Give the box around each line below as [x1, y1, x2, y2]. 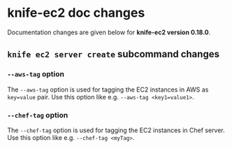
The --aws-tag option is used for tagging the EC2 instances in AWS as [7, 85, 209, 94]
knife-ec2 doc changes [7, 5, 145, 21]
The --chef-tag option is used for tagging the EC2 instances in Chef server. [7, 126, 225, 134]
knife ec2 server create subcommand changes [7, 48, 220, 60]
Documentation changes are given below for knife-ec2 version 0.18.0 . [7, 28, 211, 36]
